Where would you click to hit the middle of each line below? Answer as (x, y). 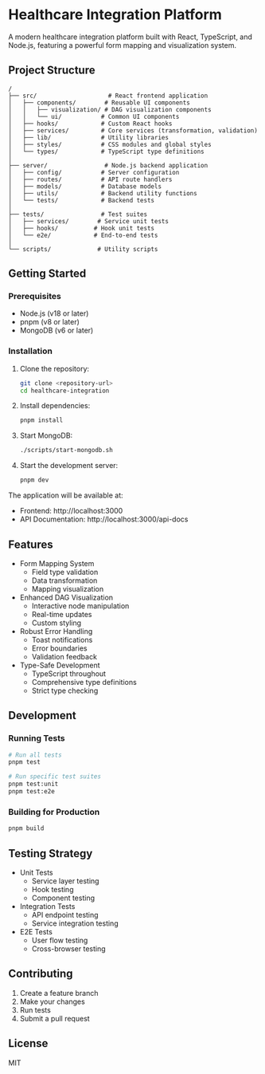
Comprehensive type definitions (84, 682)
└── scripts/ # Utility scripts (83, 249)
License (28, 1043)
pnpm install (41, 420)
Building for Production (54, 812)
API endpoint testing (65, 915)
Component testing (63, 898)
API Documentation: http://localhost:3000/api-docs (104, 519)
